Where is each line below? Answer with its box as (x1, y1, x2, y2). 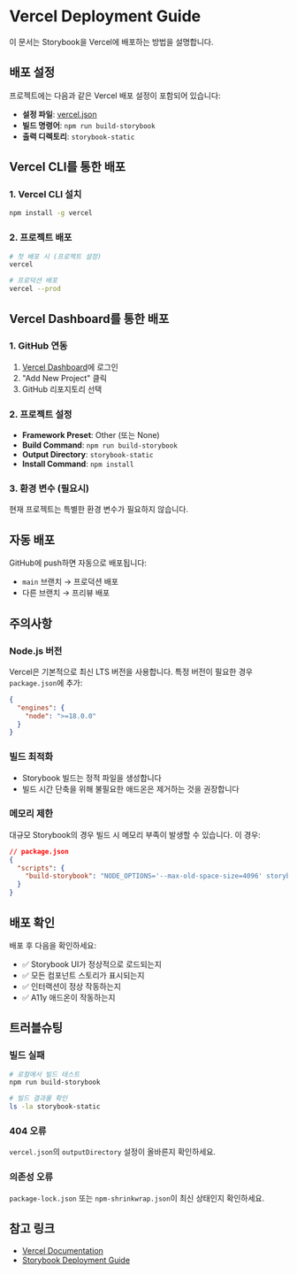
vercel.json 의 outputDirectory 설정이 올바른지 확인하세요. (9, 1147, 217, 1157)
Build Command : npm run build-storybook (21, 440, 179, 450)
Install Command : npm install (21, 458, 134, 470)
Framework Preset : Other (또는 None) (21, 430, 161, 441)
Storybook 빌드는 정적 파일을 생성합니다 (21, 772, 162, 783)
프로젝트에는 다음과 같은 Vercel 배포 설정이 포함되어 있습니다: (9, 90, 221, 101)
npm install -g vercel (9, 209, 93, 218)
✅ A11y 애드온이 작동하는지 (21, 992, 116, 1002)
